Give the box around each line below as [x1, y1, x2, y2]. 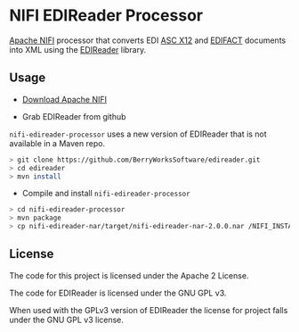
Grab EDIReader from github [21, 111, 126, 121]
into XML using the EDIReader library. [9, 44, 147, 54]
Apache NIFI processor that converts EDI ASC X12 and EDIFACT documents [9, 35, 287, 46]
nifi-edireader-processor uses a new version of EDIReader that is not [9, 129, 267, 139]
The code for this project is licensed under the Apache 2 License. [9, 270, 249, 281]
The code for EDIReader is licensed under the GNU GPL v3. [9, 287, 227, 298]
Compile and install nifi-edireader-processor [21, 188, 190, 199]
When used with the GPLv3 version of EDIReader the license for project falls [9, 304, 288, 315]
